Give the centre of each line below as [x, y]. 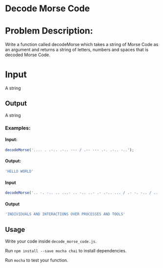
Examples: [18, 128]
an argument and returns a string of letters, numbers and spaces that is [77, 50]
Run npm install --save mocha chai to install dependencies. [66, 250]
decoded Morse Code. [28, 55]
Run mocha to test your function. [37, 260]
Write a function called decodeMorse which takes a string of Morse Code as [82, 45]
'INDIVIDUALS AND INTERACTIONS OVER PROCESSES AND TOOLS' [65, 214]
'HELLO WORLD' [20, 172]
